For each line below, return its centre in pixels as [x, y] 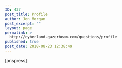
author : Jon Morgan [25, 19]
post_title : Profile [27, 14]
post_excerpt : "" [23, 23]
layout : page [19, 28]
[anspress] [16, 60]
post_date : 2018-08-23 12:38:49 [39, 46]
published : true [22, 42]
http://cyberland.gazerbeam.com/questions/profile [63, 37]
